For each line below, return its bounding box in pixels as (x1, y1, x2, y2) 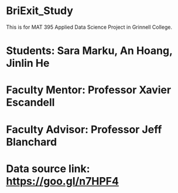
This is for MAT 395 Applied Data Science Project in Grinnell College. (6, 23, 173, 31)
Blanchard (6, 135, 57, 148)
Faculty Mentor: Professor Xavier (6, 83, 172, 97)
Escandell (6, 96, 55, 109)
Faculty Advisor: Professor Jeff (6, 123, 162, 136)
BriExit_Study (6, 4, 73, 18)
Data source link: (6, 162, 90, 175)
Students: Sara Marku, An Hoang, (6, 44, 173, 57)
